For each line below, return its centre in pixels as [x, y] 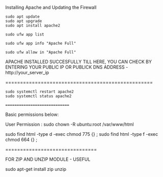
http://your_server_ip [27, 72]
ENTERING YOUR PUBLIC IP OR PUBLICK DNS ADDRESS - [67, 67]
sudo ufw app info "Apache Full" [41, 43]
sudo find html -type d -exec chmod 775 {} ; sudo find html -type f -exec [82, 134]
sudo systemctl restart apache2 [39, 92]
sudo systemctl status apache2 [38, 96]
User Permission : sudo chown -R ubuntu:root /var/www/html [70, 124]
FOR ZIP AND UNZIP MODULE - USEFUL [48, 159]
